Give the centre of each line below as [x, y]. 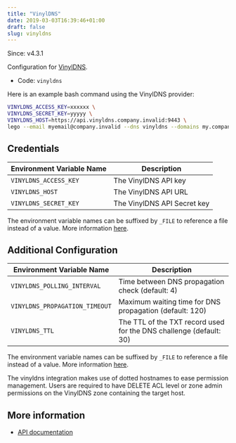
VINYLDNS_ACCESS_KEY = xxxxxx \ [52, 107]
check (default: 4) [148, 290]
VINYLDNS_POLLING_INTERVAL [56, 286]
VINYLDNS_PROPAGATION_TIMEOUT [61, 306]
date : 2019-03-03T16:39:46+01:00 [56, 20]
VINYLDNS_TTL [33, 331]
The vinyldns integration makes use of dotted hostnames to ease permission [118, 378]
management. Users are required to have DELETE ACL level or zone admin [115, 386]
